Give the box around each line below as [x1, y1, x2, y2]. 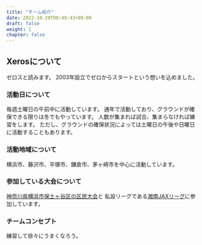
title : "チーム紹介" [6, 9, 54, 15]
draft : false [6, 20, 40, 26]
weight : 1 [6, 26, 32, 33]
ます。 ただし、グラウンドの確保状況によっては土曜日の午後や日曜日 [22, 121, 195, 128]
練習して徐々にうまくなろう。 [6, 232, 82, 239]
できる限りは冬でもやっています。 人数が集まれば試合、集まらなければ [11, 113, 190, 120]
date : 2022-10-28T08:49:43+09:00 [6, 15, 92, 21]
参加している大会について [6, 177, 82, 186]
